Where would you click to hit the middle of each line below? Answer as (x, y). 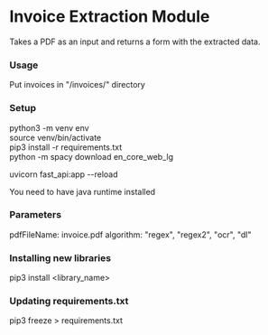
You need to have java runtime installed (83, 191)
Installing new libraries (60, 257)
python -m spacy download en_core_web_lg (92, 156)
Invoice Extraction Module (110, 17)
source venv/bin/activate (55, 137)
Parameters (35, 215)
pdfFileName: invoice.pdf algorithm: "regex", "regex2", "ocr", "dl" (130, 234)
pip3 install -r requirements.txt (66, 147)
